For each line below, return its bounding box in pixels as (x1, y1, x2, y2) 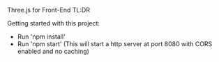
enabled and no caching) (17, 48, 89, 55)
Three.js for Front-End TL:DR (7, 6, 91, 14)
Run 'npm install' (17, 32, 66, 41)
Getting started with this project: (7, 19, 100, 27)
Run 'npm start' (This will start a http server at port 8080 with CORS (17, 40, 213, 48)
